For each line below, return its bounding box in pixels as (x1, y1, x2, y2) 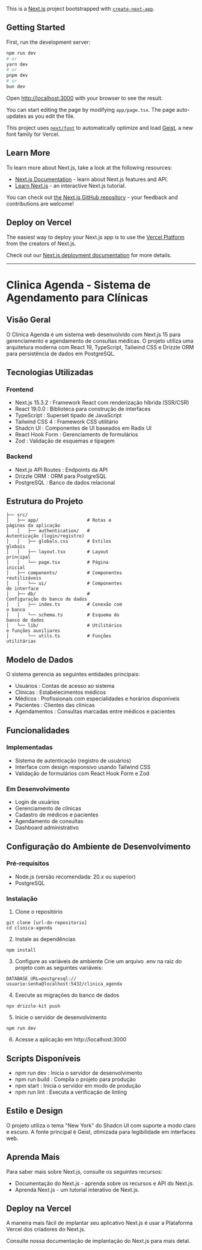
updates (6, 112, 27, 120)
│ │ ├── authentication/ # (6, 528, 90, 534)
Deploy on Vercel (6, 218, 72, 228)
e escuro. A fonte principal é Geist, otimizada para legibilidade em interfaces (6, 1128, 196, 1135)
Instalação (6, 894, 38, 902)
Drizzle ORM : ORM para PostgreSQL (14, 472, 107, 480)
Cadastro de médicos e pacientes (14, 811, 99, 818)
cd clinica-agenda (6, 925, 52, 931)
